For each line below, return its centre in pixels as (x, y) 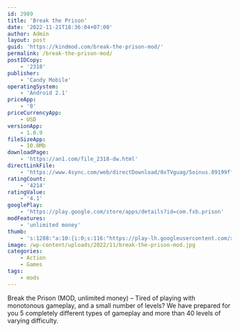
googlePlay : (25, 205)
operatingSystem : (33, 87)
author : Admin (28, 34)
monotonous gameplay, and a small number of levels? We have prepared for (119, 305)
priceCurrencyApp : (34, 113)
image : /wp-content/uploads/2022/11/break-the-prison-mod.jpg (101, 245)
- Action (33, 258)
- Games (31, 265)
